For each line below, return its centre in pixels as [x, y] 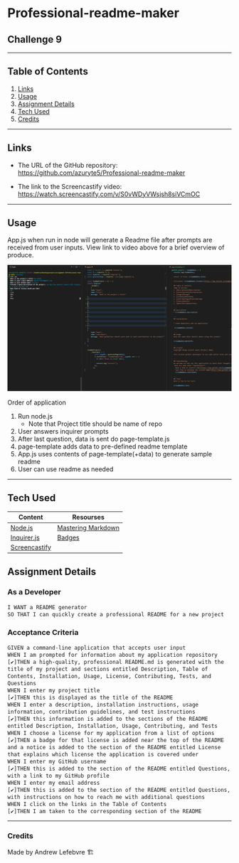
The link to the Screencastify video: [70, 186]
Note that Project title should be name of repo [95, 424]
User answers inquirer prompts [63, 431]
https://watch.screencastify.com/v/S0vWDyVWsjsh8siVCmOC [109, 194]
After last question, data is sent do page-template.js [94, 439]
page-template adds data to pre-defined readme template [102, 446]
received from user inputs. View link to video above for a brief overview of [116, 247]
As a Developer [34, 591]
